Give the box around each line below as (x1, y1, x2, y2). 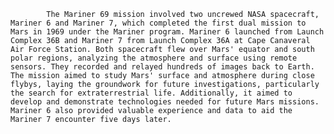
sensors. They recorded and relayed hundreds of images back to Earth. (10, 62, 315, 72)
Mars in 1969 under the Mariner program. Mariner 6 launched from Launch (10, 27, 325, 37)
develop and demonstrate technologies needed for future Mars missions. (10, 97, 320, 107)
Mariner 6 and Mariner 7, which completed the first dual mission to (10, 18, 307, 28)
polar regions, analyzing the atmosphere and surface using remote (10, 53, 298, 63)
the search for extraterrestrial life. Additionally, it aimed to (10, 88, 293, 98)
